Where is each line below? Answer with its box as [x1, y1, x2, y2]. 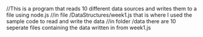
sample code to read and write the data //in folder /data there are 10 [6, 18, 176, 24]
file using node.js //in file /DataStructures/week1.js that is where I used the [6, 11, 193, 18]
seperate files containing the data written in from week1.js [6, 24, 151, 31]
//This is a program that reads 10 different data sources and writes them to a [6, 5, 198, 12]
